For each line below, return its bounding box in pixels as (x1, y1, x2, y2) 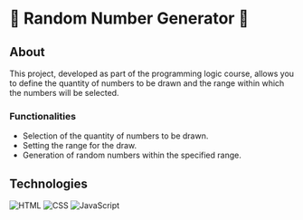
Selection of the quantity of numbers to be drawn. (22, 130, 209, 141)
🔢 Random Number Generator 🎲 (9, 8, 250, 29)
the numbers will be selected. (9, 88, 119, 98)
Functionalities (9, 110, 77, 122)
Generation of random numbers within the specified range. (22, 149, 241, 161)
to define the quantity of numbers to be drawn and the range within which (9, 78, 285, 89)
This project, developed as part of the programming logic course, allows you (9, 68, 295, 79)
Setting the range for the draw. (22, 140, 137, 151)
